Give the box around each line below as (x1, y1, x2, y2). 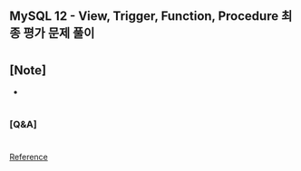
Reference (9, 152, 48, 163)
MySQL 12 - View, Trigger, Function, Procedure (9, 8, 279, 24)
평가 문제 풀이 (23, 25, 95, 41)
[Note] (9, 62, 47, 78)
